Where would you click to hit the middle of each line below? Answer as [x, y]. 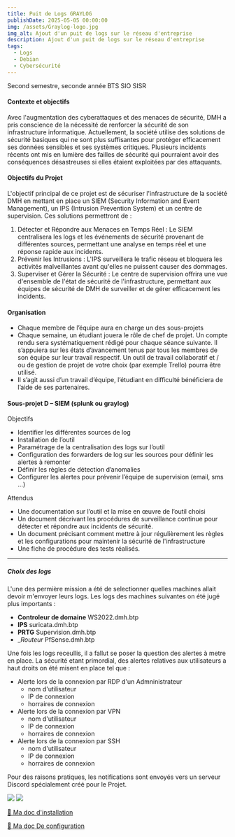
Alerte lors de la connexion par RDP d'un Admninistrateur [100, 682]
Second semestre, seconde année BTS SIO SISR [77, 85]
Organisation [27, 312]
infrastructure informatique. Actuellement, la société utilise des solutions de [116, 132]
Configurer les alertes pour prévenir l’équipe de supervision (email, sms [120, 477]
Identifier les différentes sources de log [74, 432]
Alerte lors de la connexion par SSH [69, 741]
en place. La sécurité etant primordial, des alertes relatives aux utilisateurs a [117, 661]
